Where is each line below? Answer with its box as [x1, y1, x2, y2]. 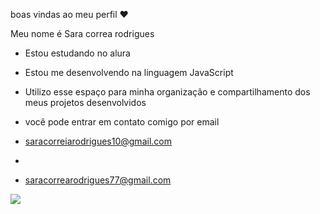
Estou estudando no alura [24, 47, 131, 59]
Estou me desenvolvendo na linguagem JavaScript [24, 67, 234, 78]
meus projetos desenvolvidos [24, 97, 147, 108]
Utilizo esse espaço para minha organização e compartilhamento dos [24, 86, 311, 98]
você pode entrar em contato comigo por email [24, 116, 220, 128]
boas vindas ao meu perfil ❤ [10, 9, 129, 20]
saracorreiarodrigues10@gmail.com [24, 135, 172, 147]
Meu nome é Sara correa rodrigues [10, 28, 155, 39]
